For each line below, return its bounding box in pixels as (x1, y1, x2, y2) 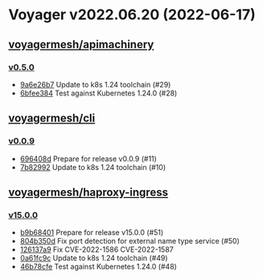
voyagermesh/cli (8, 111, 96, 125)
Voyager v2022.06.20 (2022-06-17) (8, 6, 256, 24)
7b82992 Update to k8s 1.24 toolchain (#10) (19, 162, 166, 172)
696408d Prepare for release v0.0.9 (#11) (19, 154, 157, 164)
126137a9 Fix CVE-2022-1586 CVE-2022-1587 (19, 245, 175, 254)
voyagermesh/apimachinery (8, 38, 154, 51)
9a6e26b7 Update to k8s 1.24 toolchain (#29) (19, 79, 171, 89)
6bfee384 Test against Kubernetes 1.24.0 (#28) (19, 88, 178, 98)
